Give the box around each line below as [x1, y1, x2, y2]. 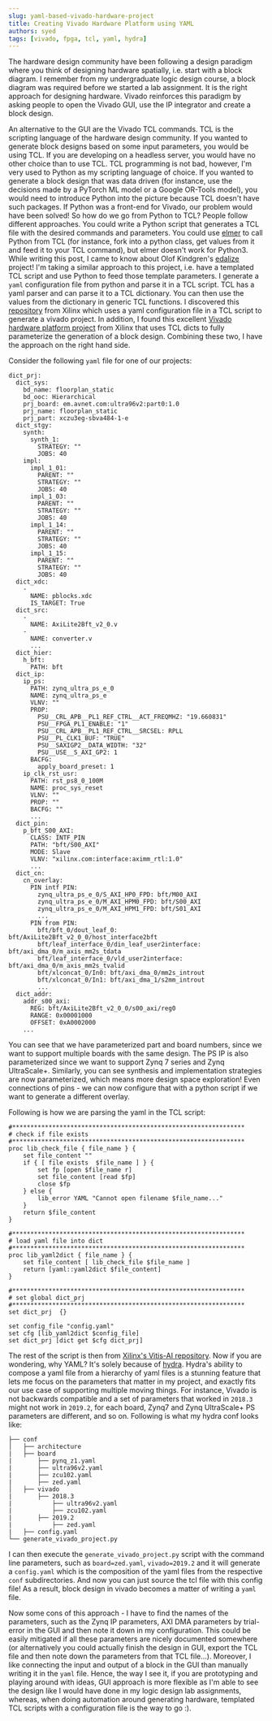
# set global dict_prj [8, 1294, 85, 1303]
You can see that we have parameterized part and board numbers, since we [8, 1040, 262, 1050]
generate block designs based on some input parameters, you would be [8, 141, 249, 151]
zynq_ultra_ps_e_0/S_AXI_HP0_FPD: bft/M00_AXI [37, 891, 198, 899]
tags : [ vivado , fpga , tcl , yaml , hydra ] [8, 34, 148, 43]
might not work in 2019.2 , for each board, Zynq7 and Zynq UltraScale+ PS [8, 1402, 256, 1412]
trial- [243, 1617, 260, 1627]
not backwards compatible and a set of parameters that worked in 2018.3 [8, 1394, 253, 1404]
